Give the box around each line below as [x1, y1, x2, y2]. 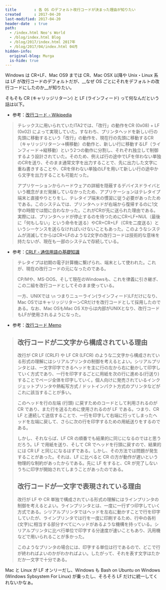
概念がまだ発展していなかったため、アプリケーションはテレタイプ [26, 189, 161, 195]
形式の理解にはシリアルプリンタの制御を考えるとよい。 [21, 358, 135, 365]
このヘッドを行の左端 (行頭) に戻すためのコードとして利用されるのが [17, 400, 158, 406]
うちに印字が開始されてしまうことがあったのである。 [17, 466, 126, 472]
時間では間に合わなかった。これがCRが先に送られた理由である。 [26, 207, 158, 213]
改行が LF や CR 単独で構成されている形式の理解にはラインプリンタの [17, 496, 160, 502]
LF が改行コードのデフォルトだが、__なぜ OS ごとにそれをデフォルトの [10, 78, 155, 84]
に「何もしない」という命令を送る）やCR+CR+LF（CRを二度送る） [17, 220, 155, 226]
